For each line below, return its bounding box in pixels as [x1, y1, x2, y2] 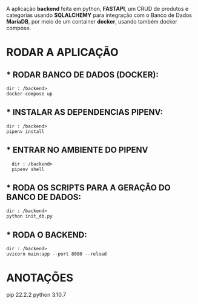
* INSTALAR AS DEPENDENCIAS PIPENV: [6, 107, 163, 117]
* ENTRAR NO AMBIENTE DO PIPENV [6, 145, 148, 155]
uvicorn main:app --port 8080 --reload [6, 251, 107, 257]
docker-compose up [6, 91, 53, 97]
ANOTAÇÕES [6, 271, 74, 285]
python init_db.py [6, 213, 53, 219]
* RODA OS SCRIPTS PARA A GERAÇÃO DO [6, 183, 171, 193]
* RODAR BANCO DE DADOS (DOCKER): [6, 70, 159, 80]
